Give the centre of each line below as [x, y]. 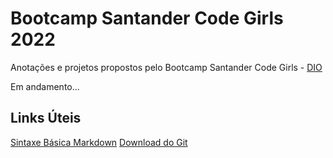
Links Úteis [46, 118]
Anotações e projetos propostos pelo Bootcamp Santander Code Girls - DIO [166, 67]
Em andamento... [45, 86]
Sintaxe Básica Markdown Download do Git [99, 142]
